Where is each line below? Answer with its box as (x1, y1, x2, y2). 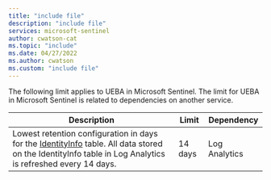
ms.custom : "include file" (8, 65, 99, 73)
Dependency (208, 114, 259, 125)
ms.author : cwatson (8, 57, 74, 65)
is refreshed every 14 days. (12, 158, 117, 170)
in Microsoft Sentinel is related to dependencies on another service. (8, 94, 234, 105)
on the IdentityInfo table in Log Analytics (12, 148, 165, 159)
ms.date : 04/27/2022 (8, 49, 78, 57)
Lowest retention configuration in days (12, 128, 159, 139)
